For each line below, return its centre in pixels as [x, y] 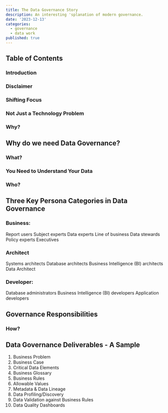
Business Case [28, 362]
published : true [23, 38]
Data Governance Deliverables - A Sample [73, 345]
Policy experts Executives [32, 240]
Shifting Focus [24, 100]
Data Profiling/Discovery [38, 394]
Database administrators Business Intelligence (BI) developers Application [82, 293]
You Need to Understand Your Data [49, 171]
